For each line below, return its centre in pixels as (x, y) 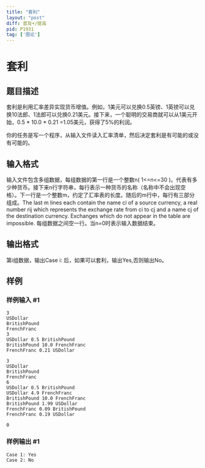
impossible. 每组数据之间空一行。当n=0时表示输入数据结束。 (83, 223)
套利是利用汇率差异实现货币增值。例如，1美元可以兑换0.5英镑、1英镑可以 (98, 107)
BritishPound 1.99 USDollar (42, 404)
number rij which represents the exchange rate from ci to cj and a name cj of (103, 209)
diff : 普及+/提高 (27, 23)
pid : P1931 (20, 29)
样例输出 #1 (23, 442)
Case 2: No (20, 460)
